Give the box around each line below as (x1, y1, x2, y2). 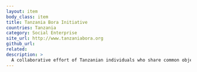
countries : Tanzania (6, 24, 57, 31)
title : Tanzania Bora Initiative (6, 19, 88, 25)
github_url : (6, 41, 35, 47)
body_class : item (6, 14, 49, 20)
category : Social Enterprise (6, 30, 77, 36)
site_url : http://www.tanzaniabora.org (6, 35, 104, 41)
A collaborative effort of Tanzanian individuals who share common (11, 57, 180, 63)
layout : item (6, 8, 38, 15)
